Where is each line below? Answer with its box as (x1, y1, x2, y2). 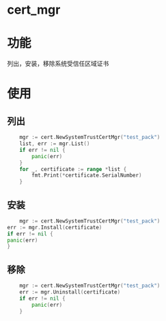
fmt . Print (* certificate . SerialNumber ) (31, 172, 142, 179)
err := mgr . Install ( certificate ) (7, 224, 102, 231)
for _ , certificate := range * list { (19, 166, 127, 172)
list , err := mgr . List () (19, 140, 90, 147)
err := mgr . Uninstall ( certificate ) (19, 289, 121, 296)
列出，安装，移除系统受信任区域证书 (7, 60, 109, 68)
